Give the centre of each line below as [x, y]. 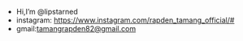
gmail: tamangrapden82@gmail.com [76, 29]
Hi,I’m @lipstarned [47, 12]
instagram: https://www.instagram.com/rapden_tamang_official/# [125, 20]
